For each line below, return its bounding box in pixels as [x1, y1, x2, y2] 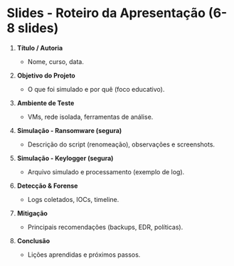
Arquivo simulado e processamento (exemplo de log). [27, 167, 185, 176]
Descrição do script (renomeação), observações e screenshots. [27, 140, 215, 149]
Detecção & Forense [16, 181, 78, 190]
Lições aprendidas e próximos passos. [27, 250, 141, 259]
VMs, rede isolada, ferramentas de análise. [27, 112, 154, 121]
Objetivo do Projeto [16, 71, 75, 80]
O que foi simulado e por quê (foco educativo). [27, 85, 165, 93]
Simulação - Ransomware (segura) [16, 126, 122, 134]
